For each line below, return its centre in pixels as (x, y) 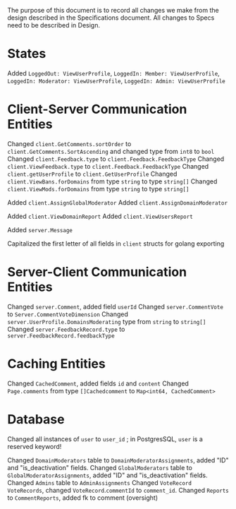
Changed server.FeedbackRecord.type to (66, 329)
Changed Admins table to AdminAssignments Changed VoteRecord (100, 482)
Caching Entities (56, 364)
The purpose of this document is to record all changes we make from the (113, 10)
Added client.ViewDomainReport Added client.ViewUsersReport (100, 216)
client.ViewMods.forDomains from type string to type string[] (98, 188)
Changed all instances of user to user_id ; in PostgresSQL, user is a (105, 439)
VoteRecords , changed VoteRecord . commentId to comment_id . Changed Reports (118, 490)
